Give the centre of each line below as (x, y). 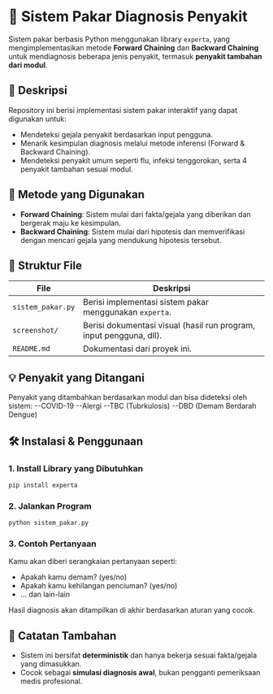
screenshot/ (36, 331)
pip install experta (43, 485)
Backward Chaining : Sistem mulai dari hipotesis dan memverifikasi (132, 232)
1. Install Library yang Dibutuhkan (76, 468)
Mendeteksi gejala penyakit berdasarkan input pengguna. (117, 134)
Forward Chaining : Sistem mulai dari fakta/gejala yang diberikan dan (136, 214)
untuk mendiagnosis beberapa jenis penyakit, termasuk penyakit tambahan (135, 56)
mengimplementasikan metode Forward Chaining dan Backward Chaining (134, 47)
